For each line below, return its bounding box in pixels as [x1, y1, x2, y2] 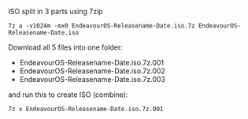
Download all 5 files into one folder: [8, 43, 124, 52]
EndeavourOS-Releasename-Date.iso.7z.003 [19, 75, 165, 84]
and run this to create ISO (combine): [8, 90, 128, 99]
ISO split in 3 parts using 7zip [8, 7, 104, 16]
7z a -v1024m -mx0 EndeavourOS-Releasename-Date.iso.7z [8, 22, 195, 30]
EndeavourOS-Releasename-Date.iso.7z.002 [19, 66, 165, 76]
